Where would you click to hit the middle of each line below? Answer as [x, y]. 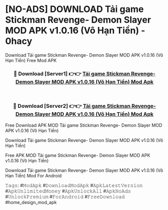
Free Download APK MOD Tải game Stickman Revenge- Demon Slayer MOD [84, 125]
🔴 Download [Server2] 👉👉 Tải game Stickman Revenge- [85, 106]
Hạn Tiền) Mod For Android [33, 175]
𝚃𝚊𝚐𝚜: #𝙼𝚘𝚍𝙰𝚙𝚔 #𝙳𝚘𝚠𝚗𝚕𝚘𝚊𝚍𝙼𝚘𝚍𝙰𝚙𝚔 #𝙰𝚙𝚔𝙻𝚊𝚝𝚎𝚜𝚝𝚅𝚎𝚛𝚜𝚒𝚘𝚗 [74, 185]
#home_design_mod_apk [31, 202]
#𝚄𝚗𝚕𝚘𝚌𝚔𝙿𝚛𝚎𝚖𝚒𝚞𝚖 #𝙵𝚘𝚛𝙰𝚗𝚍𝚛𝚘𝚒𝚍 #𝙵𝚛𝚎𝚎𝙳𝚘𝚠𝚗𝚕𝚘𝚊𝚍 [65, 196]
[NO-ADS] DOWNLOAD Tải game [75, 9]
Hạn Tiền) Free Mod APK [31, 60]
